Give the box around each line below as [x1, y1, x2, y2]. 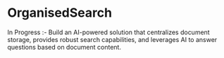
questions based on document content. [7, 43, 122, 51]
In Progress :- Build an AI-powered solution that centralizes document [7, 28, 210, 36]
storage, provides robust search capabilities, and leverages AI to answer [7, 35, 218, 43]
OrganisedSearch [7, 5, 113, 21]
